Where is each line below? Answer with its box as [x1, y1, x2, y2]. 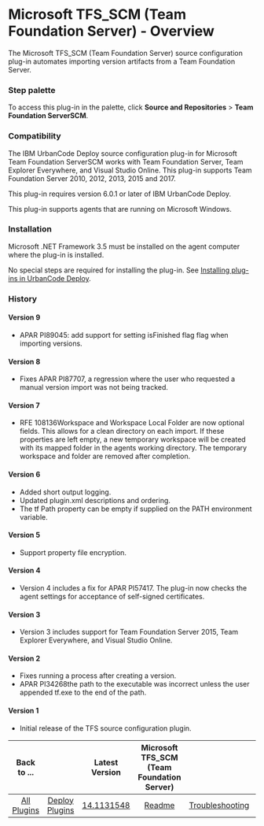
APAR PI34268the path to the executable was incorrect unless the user [19, 680, 250, 689]
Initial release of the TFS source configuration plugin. [19, 723, 192, 733]
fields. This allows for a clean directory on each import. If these [19, 427, 225, 436]
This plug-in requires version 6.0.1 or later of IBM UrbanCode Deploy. [8, 189, 232, 198]
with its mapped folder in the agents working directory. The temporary [19, 443, 247, 453]
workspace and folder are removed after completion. [19, 451, 191, 461]
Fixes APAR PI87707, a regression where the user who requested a [19, 374, 236, 383]
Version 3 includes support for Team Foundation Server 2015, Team [19, 628, 239, 637]
